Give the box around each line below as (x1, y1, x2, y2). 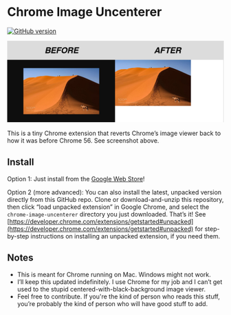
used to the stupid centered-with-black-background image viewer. (16, 285, 206, 293)
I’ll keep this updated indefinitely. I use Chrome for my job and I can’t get (16, 277, 223, 286)
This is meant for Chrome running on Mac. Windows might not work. (16, 270, 211, 278)
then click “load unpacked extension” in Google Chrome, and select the (7, 203, 210, 211)
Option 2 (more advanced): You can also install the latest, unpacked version (7, 187, 222, 196)
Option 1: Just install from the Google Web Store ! (7, 174, 145, 183)
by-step (7, 232, 30, 240)
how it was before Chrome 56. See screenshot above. (7, 136, 159, 145)
